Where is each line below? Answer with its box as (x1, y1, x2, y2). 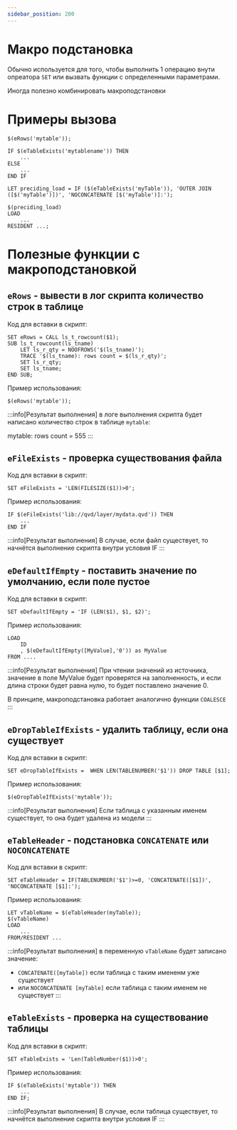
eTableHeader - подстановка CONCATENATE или (7, 834, 209, 846)
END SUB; (7, 371, 33, 379)
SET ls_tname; (20, 365, 62, 372)
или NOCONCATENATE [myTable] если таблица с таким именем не (17, 983, 208, 991)
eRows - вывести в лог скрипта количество (7, 290, 204, 302)
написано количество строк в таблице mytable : (7, 417, 151, 426)
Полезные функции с (7, 246, 140, 262)
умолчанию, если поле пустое (7, 576, 150, 588)
